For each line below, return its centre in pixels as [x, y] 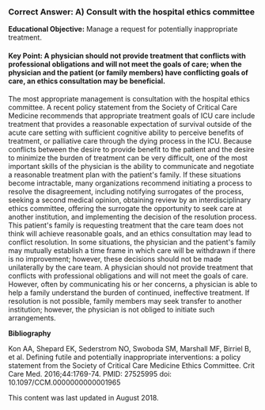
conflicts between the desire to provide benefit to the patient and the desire [131, 149]
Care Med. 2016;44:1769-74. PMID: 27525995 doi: [90, 374]
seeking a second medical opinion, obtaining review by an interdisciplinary [130, 200]
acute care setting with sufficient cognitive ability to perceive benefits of [126, 132]
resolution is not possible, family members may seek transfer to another [125, 301]
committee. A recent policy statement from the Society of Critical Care [123, 107]
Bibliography [30, 333]
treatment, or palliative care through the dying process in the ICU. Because [130, 140]
